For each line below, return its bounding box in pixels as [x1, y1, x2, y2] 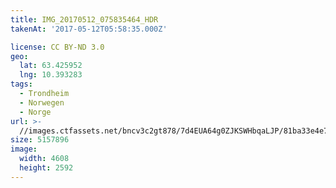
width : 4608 [19, 154, 70, 164]
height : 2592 [19, 163, 74, 173]
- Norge [19, 107, 52, 117]
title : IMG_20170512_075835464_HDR [10, 14, 159, 25]
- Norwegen [19, 97, 65, 108]
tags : [10, 79, 33, 90]
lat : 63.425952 [19, 61, 83, 71]
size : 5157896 [10, 135, 70, 145]
